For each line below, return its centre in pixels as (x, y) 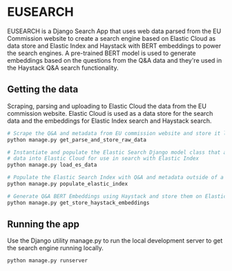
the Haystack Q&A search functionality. (63, 68)
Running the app (43, 224)
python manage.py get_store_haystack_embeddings (78, 203)
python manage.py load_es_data (52, 165)
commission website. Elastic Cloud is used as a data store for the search (110, 113)
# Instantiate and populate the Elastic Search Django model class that (114, 152)
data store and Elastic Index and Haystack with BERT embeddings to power (114, 46)
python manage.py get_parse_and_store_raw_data (77, 140)
